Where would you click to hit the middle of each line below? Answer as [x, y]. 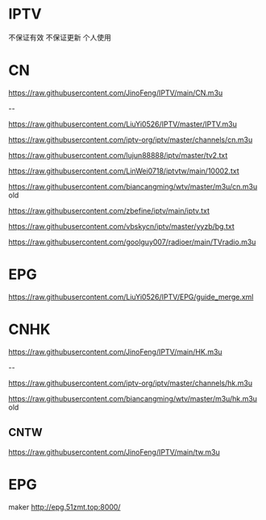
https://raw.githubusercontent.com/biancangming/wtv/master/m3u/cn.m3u [133, 186]
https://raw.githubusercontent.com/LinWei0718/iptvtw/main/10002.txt [124, 171]
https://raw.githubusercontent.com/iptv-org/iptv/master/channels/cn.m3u [131, 139]
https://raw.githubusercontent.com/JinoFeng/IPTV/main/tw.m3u [114, 451]
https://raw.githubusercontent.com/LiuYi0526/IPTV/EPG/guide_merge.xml [131, 297]
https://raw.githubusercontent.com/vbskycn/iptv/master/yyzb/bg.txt [122, 226]
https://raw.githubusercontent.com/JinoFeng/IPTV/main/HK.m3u [116, 352]
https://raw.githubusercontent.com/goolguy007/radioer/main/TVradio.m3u [132, 242]
